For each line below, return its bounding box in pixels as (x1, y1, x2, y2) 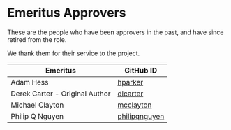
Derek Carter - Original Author (10, 89, 111, 99)
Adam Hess (10, 77, 49, 87)
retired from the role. (7, 35, 67, 43)
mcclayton (117, 100, 152, 110)
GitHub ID (124, 65, 158, 75)
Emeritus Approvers (7, 5, 126, 21)
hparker (117, 77, 144, 87)
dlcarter (117, 89, 144, 99)
